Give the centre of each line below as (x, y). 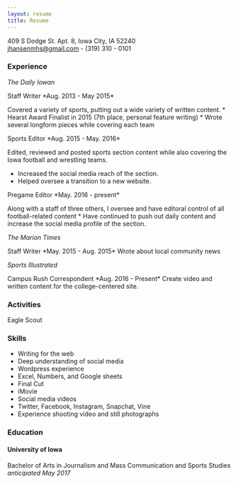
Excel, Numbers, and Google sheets (70, 376)
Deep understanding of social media (70, 361)
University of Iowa (35, 449)
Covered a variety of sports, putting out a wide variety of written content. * (117, 109)
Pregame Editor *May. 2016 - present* (64, 194)
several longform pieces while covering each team (81, 124)
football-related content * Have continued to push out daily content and (112, 216)
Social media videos (47, 399)
